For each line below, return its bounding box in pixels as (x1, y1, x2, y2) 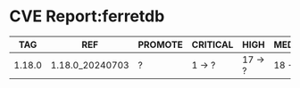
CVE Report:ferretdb (9, 6, 165, 27)
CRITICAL (191, 38, 234, 51)
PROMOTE (137, 38, 183, 51)
